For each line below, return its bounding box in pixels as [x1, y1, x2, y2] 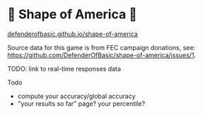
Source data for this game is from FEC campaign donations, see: [7, 43, 196, 52]
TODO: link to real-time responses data [7, 64, 122, 73]
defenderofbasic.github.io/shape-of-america [7, 30, 138, 38]
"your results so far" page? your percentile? [17, 99, 146, 108]
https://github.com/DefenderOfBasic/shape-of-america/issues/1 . [7, 51, 197, 59]
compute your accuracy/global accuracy [17, 92, 136, 100]
